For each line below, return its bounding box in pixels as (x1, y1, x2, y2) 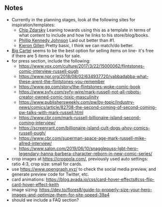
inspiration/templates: (11, 22, 55, 28)
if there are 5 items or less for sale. (11, 53, 81, 59)
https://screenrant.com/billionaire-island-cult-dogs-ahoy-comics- (18, 125, 150, 130)
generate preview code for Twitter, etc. (11, 171, 89, 177)
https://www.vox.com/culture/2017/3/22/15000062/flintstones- (18, 63, 145, 69)
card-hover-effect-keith (11, 181, 59, 187)
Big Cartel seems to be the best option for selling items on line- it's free (11, 48, 154, 53)
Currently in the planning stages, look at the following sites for (11, 16, 136, 22)
